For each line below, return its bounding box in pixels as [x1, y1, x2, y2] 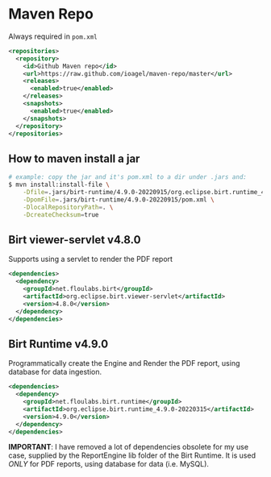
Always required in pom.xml [8, 31, 98, 41]
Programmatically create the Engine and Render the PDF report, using [8, 359, 240, 368]
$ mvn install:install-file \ [8, 180, 110, 189]
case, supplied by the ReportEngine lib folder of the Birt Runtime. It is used [8, 450, 256, 460]
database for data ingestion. [8, 367, 102, 377]
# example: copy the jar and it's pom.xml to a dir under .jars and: [8, 173, 248, 181]
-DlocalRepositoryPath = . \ [23, 203, 114, 211]
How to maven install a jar [8, 151, 140, 165]
